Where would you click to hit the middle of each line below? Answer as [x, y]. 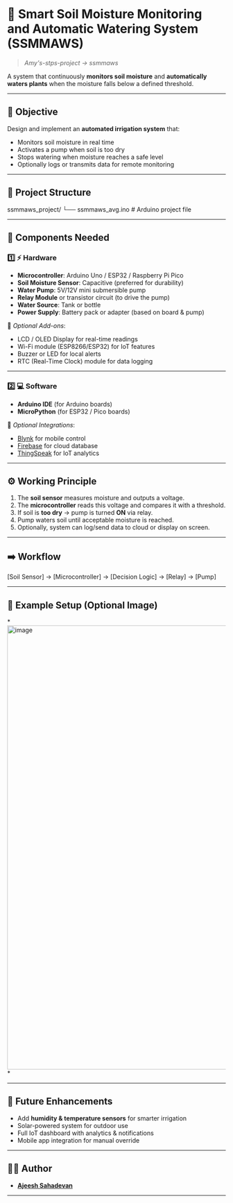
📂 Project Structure [49, 193]
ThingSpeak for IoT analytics [58, 453]
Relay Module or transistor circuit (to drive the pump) [93, 298]
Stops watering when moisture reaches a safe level [90, 157]
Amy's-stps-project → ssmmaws [71, 62]
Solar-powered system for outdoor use [72, 1125]
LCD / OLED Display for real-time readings [78, 339]
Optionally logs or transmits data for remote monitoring [96, 164]
